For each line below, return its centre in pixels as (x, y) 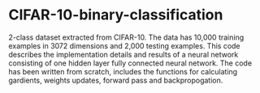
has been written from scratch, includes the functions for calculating (123, 71)
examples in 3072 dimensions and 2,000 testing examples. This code (125, 45)
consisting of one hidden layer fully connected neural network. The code (130, 63)
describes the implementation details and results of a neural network (123, 54)
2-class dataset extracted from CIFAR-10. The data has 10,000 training (126, 37)
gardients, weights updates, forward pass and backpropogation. (116, 80)
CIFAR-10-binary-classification (116, 15)
